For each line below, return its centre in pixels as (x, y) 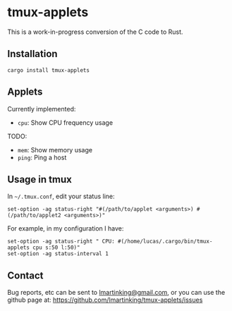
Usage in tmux (39, 179)
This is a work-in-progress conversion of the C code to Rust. (95, 32)
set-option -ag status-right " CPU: (61, 242)
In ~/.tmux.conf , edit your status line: (61, 196)
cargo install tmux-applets (49, 70)
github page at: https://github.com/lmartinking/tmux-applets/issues (105, 300)
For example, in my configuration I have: (66, 228)
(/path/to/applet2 (34, 216)
